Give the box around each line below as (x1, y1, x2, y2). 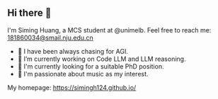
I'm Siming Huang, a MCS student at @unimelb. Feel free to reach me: (7, 25, 212, 34)
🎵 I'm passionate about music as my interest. (17, 69, 149, 78)
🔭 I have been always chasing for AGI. (17, 47, 129, 55)
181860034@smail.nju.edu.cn (7, 33, 93, 42)
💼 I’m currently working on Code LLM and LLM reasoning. (17, 54, 186, 63)
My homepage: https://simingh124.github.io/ (7, 83, 137, 92)
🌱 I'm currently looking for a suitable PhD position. (17, 62, 164, 71)
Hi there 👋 (7, 7, 52, 19)
